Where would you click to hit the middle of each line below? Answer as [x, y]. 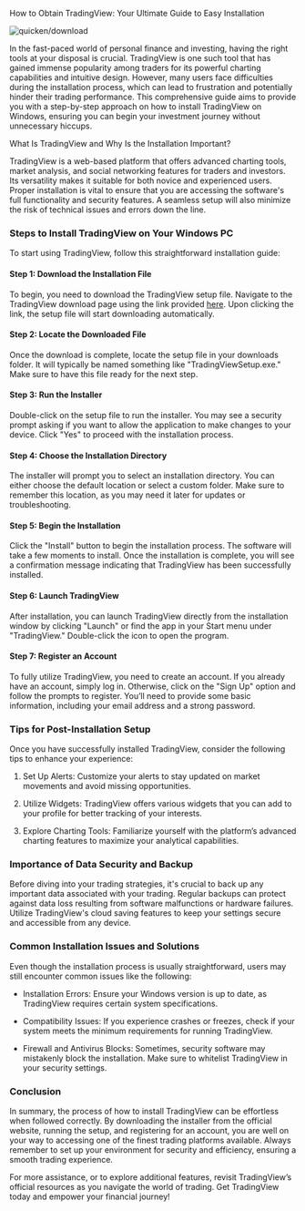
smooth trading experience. [61, 1159]
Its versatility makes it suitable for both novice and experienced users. [141, 180]
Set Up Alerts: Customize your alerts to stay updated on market [142, 776]
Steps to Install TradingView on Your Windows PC [122, 233]
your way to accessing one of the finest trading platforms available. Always [150, 1140]
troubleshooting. [40, 505]
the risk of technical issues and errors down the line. [108, 210]
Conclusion [36, 1091]
